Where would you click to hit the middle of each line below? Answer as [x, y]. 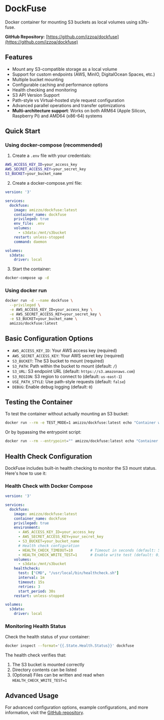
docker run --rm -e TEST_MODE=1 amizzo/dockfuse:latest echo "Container [81, 423]
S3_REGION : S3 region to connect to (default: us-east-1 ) [67, 376]
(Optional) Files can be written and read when [58, 675]
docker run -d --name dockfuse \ [39, 301]
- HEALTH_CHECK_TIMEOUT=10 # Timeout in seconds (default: [87, 550]
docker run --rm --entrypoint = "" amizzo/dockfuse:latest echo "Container [82, 441]
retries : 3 [29, 587]
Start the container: [31, 269]
